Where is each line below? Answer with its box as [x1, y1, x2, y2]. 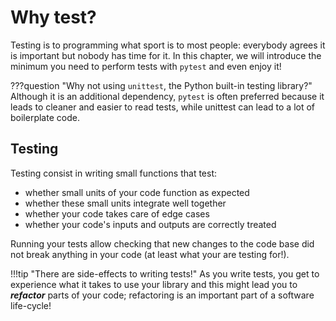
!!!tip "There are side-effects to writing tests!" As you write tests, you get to [10, 267, 320, 280]
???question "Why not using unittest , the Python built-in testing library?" [10, 79, 313, 91]
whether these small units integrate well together [24, 197, 227, 209]
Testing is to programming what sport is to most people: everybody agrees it [10, 39, 326, 51]
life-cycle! [10, 299, 52, 311]
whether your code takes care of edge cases [24, 207, 210, 220]
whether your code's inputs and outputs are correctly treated [24, 218, 277, 230]
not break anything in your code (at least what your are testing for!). [10, 248, 290, 260]
